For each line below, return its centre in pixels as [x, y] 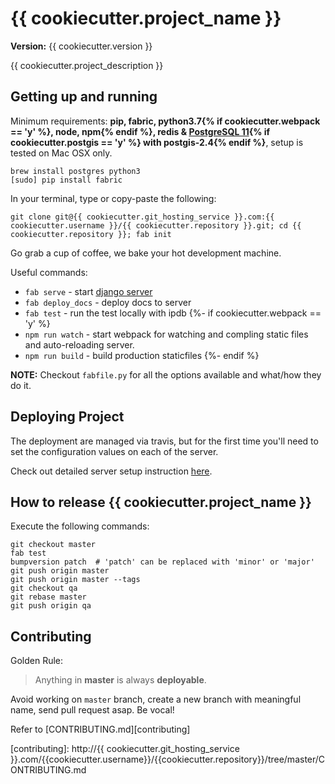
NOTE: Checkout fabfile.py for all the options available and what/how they [166, 374]
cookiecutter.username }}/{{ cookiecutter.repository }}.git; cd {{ [156, 225]
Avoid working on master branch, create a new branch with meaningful [156, 699]
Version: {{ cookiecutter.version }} [81, 46]
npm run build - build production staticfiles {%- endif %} [142, 355]
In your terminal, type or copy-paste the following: [113, 198]
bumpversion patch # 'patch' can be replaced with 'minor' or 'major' [162, 562]
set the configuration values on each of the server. [114, 451]
